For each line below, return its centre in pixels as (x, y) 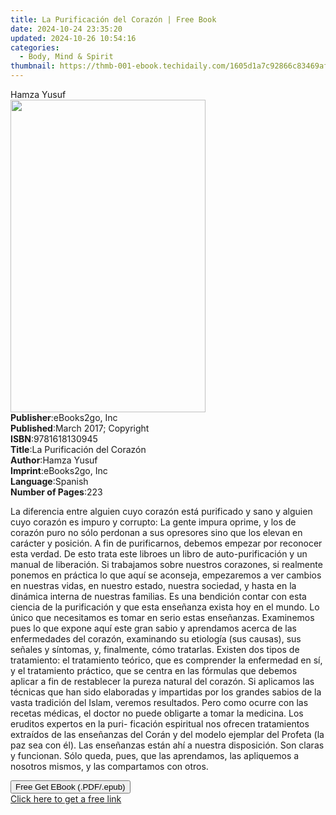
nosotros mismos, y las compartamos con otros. (109, 766)
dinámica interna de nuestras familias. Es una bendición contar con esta (158, 596)
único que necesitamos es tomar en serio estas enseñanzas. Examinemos (162, 617)
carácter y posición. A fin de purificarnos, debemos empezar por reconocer (166, 543)
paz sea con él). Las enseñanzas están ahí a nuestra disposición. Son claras (167, 745)
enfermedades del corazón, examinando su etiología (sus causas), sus (156, 639)
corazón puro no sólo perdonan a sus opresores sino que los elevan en (156, 532)
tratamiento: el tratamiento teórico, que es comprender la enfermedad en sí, (166, 660)
